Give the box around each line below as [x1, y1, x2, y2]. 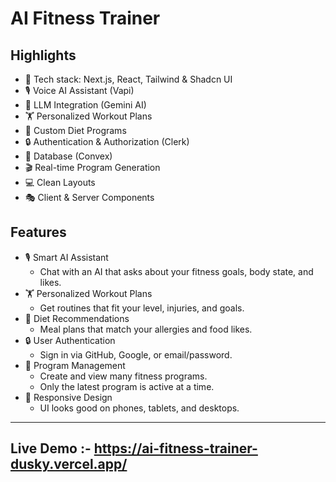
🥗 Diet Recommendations [24, 312, 130, 324]
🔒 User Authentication [24, 334, 116, 346]
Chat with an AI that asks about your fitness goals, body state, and [39, 265, 314, 277]
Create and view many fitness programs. [39, 370, 208, 382]
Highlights [10, 47, 77, 64]
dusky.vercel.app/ [10, 456, 128, 473]
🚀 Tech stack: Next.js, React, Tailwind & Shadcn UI [24, 73, 233, 85]
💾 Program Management [24, 359, 126, 371]
